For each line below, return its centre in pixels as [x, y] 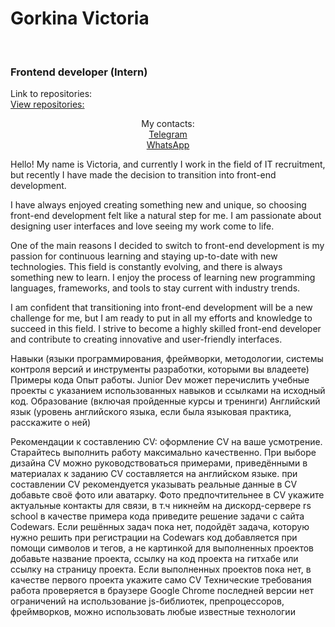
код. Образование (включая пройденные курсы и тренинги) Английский [165, 401]
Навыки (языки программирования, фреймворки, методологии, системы [167, 359]
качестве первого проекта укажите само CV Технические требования [161, 580]
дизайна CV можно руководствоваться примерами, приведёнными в [159, 463]
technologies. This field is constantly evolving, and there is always [146, 267]
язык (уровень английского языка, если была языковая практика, [151, 412]
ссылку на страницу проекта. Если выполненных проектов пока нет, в [161, 569]
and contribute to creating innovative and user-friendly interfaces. [146, 339]
